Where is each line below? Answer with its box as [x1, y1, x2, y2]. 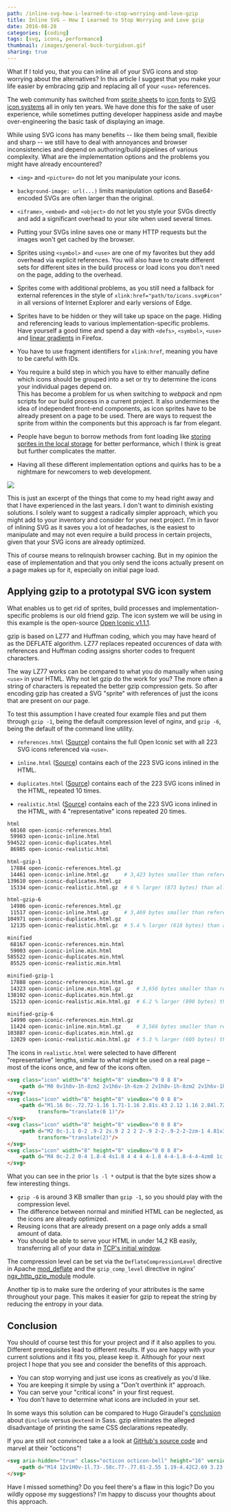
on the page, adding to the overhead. [16, 270, 122, 279]
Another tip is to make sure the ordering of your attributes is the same [7, 1285, 205, 1294]
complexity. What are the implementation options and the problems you [7, 152, 210, 160]
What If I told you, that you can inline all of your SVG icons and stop [7, 67, 198, 76]
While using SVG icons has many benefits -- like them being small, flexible [7, 130, 218, 138]
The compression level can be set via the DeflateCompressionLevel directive [7, 1257, 222, 1266]
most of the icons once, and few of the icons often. [7, 1063, 152, 1071]
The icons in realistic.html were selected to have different [7, 1048, 177, 1057]
